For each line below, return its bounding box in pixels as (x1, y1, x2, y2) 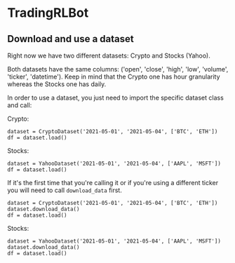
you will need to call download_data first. (7, 186, 123, 194)
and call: (7, 101, 32, 109)
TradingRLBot (7, 5, 89, 21)
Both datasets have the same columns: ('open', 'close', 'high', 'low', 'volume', (7, 65, 229, 73)
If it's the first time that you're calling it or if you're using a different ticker (7, 179, 219, 187)
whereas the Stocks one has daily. (7, 80, 107, 88)
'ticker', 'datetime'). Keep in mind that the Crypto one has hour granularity (7, 72, 220, 81)
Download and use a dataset (7, 33, 135, 45)
